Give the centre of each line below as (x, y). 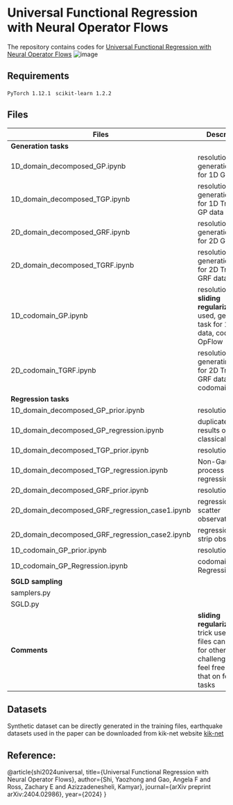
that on (209, 676)
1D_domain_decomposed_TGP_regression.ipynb (89, 470)
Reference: (32, 755)
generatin (213, 361)
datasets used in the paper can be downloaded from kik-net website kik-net (115, 733)
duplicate (213, 421)
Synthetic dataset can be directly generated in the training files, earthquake (115, 726)
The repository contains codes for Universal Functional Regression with (109, 47)
